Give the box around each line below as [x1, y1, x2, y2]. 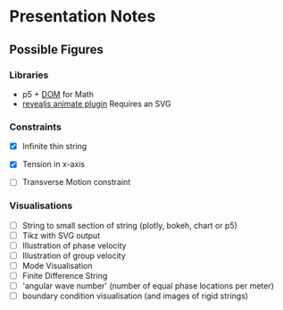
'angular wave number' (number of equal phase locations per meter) [21, 281, 275, 291]
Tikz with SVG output [21, 230, 101, 240]
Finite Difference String [21, 270, 108, 281]
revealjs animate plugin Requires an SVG [21, 98, 171, 109]
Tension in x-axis [21, 159, 86, 170]
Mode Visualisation [21, 260, 93, 271]
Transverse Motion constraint [21, 177, 131, 188]
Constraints [9, 121, 62, 133]
